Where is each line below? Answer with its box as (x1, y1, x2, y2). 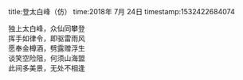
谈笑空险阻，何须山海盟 (8, 54, 85, 63)
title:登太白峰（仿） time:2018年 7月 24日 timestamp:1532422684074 (8, 7, 235, 16)
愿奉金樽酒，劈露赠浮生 (8, 44, 85, 53)
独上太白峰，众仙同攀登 (8, 24, 85, 33)
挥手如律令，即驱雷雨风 (8, 34, 85, 43)
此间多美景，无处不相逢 (8, 63, 85, 73)
